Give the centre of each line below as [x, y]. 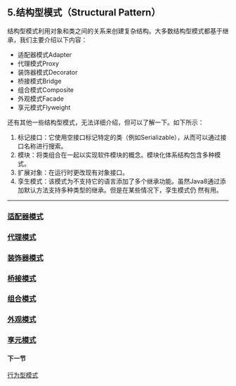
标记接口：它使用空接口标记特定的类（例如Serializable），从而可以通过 [119, 137]
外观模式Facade [41, 98]
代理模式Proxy [38, 63]
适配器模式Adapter [45, 54]
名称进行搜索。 [45, 146]
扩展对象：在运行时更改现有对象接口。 [73, 172]
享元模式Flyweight [44, 107]
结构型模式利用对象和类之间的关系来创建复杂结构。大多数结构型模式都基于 [115, 31]
